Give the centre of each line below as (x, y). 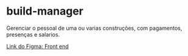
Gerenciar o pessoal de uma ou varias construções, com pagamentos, (94, 28)
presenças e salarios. (33, 34)
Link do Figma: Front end (37, 46)
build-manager (45, 11)
